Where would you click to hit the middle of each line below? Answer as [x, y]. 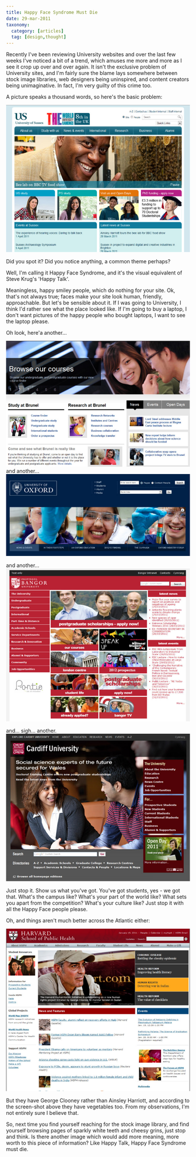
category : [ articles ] [38, 31]
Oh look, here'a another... [36, 332]
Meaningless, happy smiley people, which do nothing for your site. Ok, [91, 290]
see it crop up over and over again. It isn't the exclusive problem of [86, 67]
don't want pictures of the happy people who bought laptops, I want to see [96, 315]
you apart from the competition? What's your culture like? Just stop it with [95, 903]
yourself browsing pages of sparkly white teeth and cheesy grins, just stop [96, 1130]
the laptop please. [28, 321]
